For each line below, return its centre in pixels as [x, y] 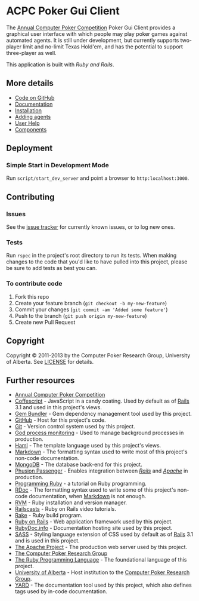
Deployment [29, 148]
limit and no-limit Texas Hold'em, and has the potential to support [103, 47]
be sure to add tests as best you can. [52, 268]
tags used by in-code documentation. [61, 591]
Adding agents [33, 116]
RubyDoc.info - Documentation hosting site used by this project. [94, 528]
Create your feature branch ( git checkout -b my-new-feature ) [91, 303]
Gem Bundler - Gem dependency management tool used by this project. [103, 414]
